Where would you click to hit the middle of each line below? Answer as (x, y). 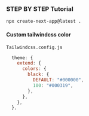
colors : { (34, 69)
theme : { (22, 58)
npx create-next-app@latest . (44, 22)
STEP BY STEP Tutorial (40, 9)
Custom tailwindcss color (39, 34)
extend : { (29, 63)
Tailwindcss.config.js (34, 47)
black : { (39, 74)
